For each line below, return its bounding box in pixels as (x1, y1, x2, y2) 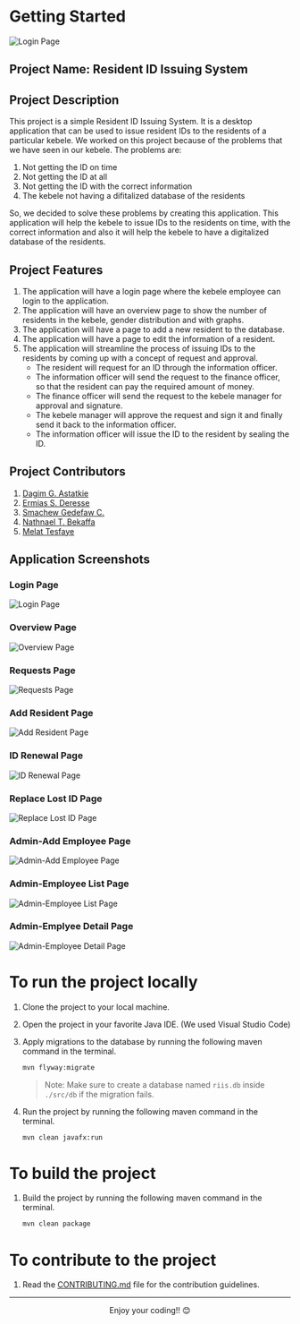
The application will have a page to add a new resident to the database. (21, 324, 286, 335)
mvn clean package (21, 1219, 91, 1228)
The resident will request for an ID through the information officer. (35, 362, 278, 372)
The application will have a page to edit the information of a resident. (21, 333, 276, 344)
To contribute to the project (9, 1250, 217, 1270)
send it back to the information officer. (35, 419, 177, 430)
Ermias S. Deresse (21, 497, 90, 508)
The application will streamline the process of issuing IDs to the (21, 343, 256, 354)
